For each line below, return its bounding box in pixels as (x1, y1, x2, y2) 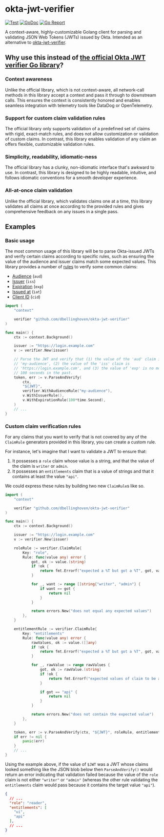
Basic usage (5, 237, 35, 244)
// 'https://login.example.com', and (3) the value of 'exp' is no (14, 366, 154, 371)
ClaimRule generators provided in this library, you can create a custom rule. (5, 439, 156, 445)
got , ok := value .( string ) (31, 559, 86, 564)
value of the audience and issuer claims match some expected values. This (5, 259, 156, 264)
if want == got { (40, 586, 76, 591)
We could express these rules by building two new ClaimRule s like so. (5, 483, 145, 489)
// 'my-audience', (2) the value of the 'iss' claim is (14, 361, 130, 366)
